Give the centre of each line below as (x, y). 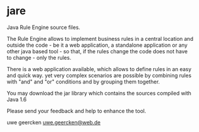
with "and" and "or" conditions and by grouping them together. (84, 82)
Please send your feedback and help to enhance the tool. (76, 111)
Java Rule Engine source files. (44, 27)
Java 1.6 (17, 99)
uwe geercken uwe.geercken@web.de (54, 122)
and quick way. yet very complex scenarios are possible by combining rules (99, 75)
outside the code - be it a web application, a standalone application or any (97, 45)
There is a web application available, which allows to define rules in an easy (99, 69)
